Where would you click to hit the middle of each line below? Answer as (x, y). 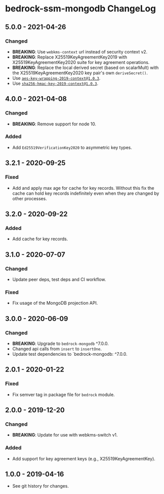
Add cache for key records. (40, 239)
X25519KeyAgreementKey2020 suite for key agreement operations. (81, 62)
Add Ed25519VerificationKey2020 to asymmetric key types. (72, 147)
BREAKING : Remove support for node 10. (54, 124)
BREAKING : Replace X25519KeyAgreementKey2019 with (70, 57)
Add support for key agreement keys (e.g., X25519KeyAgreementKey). (84, 458)
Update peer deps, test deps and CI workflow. (59, 279)
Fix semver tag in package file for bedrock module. (63, 394)
